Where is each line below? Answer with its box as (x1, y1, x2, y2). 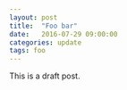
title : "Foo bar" (9, 21, 78, 30)
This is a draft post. (9, 70, 80, 81)
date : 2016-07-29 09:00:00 (9, 29, 118, 38)
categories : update (9, 37, 82, 47)
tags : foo (9, 46, 47, 55)
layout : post (9, 12, 58, 22)
